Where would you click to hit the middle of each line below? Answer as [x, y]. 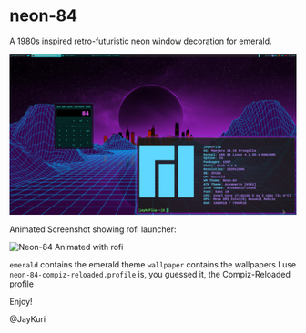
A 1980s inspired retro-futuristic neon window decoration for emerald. [141, 41]
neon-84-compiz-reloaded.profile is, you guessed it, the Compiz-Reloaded [150, 275]
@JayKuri [28, 319]
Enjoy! [21, 302]
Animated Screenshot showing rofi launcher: [93, 229]
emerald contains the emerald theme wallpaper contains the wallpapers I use [153, 265]
